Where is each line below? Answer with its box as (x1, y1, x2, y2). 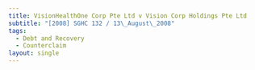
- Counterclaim (15, 42, 67, 50)
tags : (8, 27, 27, 35)
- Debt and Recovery (15, 34, 85, 43)
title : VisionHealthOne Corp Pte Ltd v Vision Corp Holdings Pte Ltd (8, 11, 248, 20)
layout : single (8, 49, 60, 57)
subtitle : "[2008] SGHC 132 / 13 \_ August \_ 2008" (8, 19, 175, 27)
